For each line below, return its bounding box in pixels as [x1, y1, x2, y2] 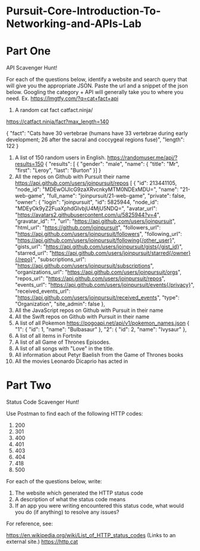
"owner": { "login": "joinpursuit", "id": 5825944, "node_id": [14, 199, 159, 206]
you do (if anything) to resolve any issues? [14, 508, 119, 516]
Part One [6, 44, 51, 58]
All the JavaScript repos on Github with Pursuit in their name [14, 307, 164, 314]
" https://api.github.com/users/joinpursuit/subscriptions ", [14, 262, 154, 270]
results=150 [14, 161, 44, 168]
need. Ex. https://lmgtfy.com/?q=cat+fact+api [6, 95, 119, 102]
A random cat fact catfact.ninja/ [14, 107, 93, 114]
